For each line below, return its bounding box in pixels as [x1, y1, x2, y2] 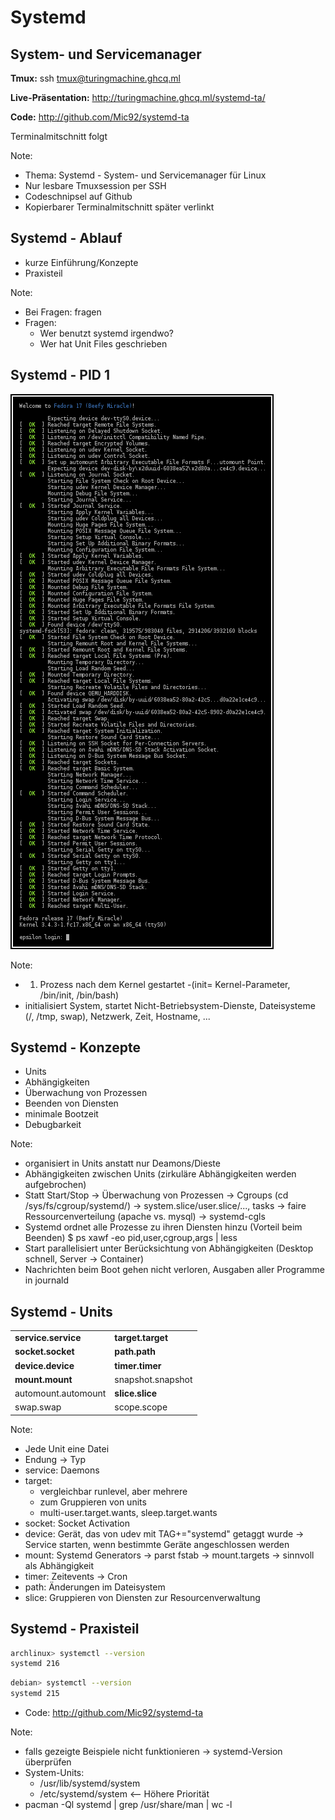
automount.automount [14, 1387, 107, 1399]
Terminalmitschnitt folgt [10, 131, 108, 142]
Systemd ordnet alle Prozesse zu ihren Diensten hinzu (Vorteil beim [24, 1221, 303, 1233]
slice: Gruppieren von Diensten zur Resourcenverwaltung [24, 1591, 261, 1603]
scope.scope [114, 1401, 168, 1413]
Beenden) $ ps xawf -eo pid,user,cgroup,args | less [24, 1232, 238, 1244]
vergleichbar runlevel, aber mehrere [39, 1485, 188, 1497]
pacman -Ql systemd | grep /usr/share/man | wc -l [24, 1799, 233, 1811]
